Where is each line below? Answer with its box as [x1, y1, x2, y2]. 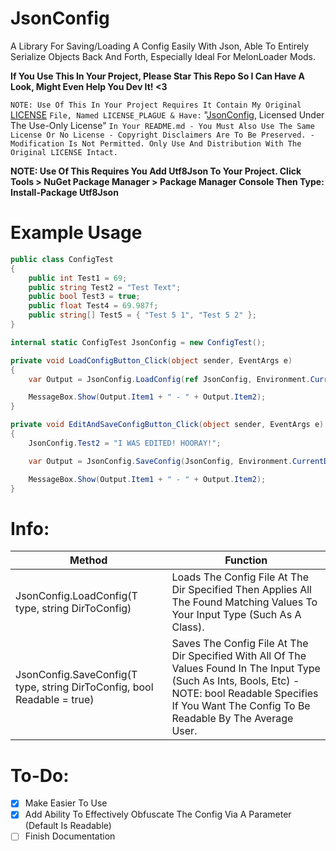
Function [224, 553, 268, 567]
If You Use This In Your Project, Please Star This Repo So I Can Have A [10, 70, 305, 82]
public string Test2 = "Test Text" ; [28, 282, 182, 292]
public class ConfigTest [10, 254, 114, 264]
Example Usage [10, 222, 143, 244]
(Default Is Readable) [24, 820, 112, 832]
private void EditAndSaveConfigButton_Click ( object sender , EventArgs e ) [10, 420, 325, 430]
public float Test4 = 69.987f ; [28, 301, 159, 311]
